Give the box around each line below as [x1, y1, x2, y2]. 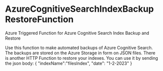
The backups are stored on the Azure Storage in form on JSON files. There [5, 50, 156, 56]
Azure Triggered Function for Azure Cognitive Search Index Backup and [5, 30, 150, 36]
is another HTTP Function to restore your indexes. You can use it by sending [5, 55, 159, 61]
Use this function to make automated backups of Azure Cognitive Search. [5, 45, 153, 50]
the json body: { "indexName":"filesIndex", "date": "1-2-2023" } [5, 60, 132, 66]
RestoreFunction [5, 14, 74, 25]
